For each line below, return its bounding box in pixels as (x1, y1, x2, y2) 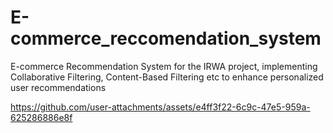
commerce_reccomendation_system (10, 27, 322, 50)
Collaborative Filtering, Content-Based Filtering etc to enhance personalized (10, 71, 324, 83)
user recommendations (10, 81, 107, 93)
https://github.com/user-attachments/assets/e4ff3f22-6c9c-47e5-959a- (10, 101, 311, 113)
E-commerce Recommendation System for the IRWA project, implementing (10, 60, 318, 72)
